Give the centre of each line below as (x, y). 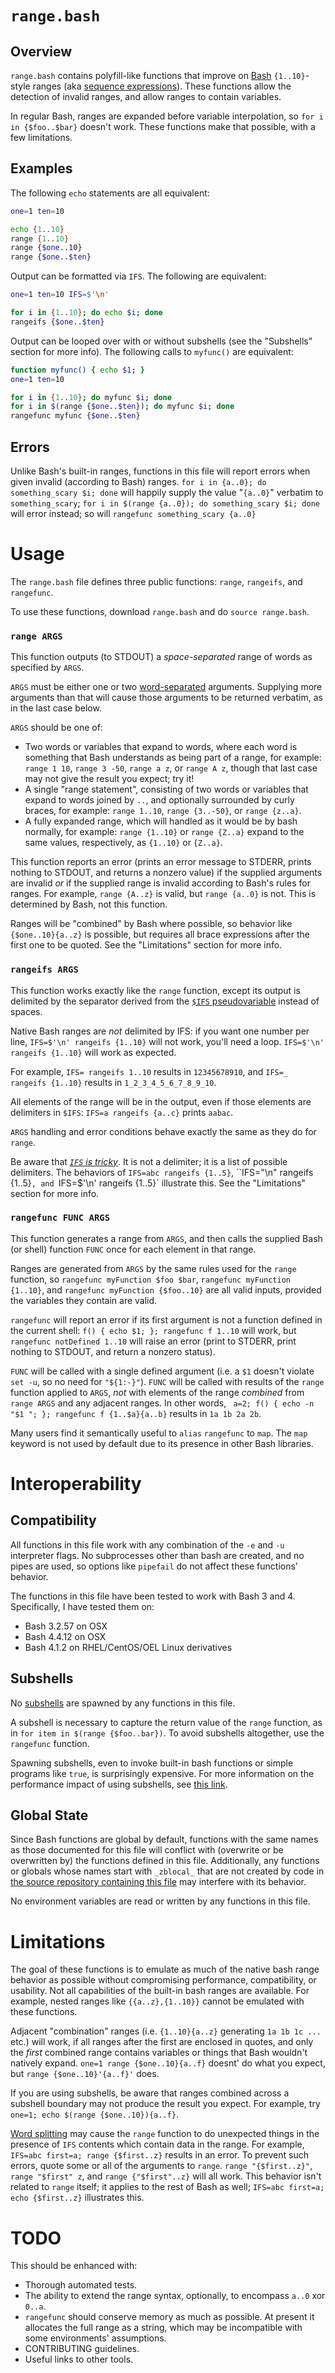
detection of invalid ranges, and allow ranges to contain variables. (146, 96)
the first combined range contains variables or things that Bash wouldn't (159, 2053)
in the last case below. (56, 708)
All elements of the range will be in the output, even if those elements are (161, 1101)
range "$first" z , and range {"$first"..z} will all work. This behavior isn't (166, 2176)
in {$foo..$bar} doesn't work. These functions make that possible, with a (163, 126)
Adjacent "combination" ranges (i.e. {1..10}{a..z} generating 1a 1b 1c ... (166, 2031)
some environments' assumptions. (95, 2338)
